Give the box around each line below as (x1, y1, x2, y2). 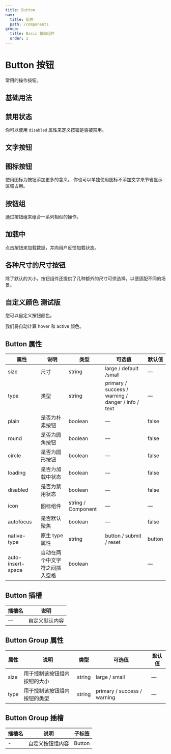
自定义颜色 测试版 (5, 298, 61, 307)
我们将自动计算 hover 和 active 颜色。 (5, 323, 84, 329)
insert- (8, 561, 25, 568)
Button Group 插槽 (5, 714, 64, 722)
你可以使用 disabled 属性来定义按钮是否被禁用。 (5, 127, 107, 133)
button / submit (105, 533, 141, 540)
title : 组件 (10, 17, 34, 22)
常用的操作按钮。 (5, 77, 41, 83)
